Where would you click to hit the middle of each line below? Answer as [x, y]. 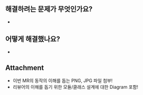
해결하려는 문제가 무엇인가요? [49, 9]
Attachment [25, 68]
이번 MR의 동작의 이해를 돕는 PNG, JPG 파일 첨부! [63, 81]
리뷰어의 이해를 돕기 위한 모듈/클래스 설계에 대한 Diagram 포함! [75, 87]
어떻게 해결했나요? [33, 39]
